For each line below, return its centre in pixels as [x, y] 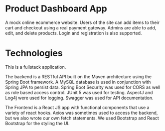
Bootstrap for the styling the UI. [37, 123]
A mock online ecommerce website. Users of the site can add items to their [82, 22]
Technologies [34, 53]
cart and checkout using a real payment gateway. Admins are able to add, [81, 27]
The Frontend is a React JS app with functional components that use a [77, 107]
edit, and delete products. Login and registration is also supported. [74, 33]
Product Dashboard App [56, 9]
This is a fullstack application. [36, 67]
